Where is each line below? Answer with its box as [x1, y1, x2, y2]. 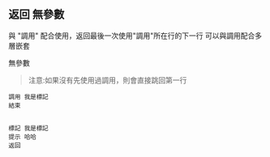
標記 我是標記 [8, 124, 49, 132]
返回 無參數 [8, 7, 65, 22]
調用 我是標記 [8, 92, 49, 101]
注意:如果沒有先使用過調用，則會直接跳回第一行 [28, 75, 187, 85]
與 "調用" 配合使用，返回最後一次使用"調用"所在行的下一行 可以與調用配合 [8, 31, 255, 40]
